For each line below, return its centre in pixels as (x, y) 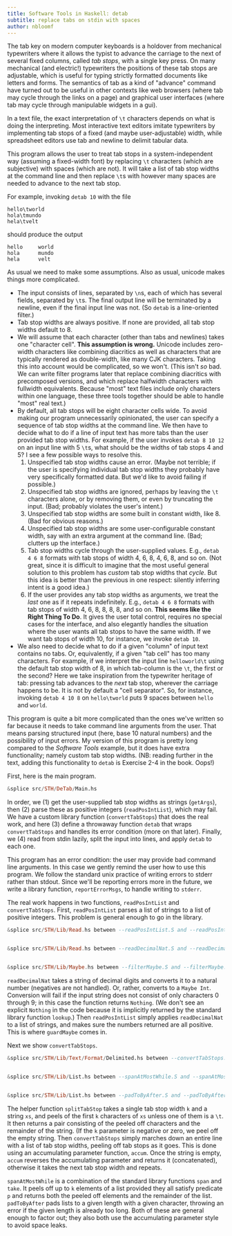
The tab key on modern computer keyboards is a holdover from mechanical (115, 46)
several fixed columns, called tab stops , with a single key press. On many (112, 61)
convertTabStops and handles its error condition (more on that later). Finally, (115, 831)
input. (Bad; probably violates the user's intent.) (95, 506)
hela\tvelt (23, 222)
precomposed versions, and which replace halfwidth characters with (115, 381)
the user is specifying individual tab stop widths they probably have (124, 470)
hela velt (29, 259)
